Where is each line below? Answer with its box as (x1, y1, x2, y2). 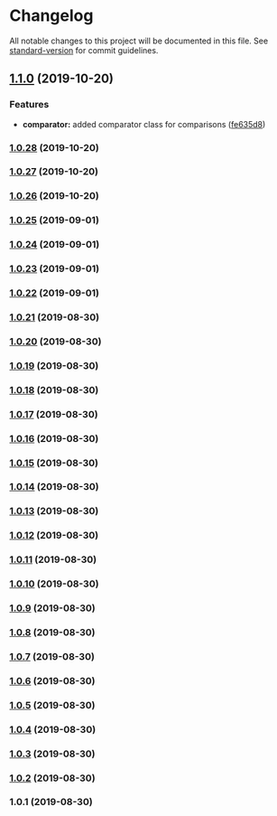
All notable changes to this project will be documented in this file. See (9, 35, 269, 46)
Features (9, 98, 50, 111)
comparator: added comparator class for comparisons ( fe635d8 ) (22, 118, 266, 129)
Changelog (9, 5, 94, 26)
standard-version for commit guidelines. (9, 44, 159, 55)
